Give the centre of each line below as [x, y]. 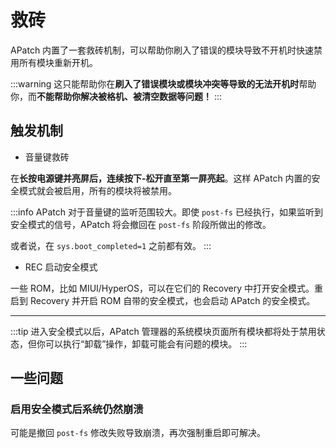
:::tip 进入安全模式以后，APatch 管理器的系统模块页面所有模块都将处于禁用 [163, 331]
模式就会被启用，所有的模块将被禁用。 [97, 190]
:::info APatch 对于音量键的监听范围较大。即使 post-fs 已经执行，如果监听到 [166, 212]
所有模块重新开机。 [58, 62]
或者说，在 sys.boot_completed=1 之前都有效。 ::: [111, 245]
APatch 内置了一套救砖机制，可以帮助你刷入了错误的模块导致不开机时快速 [162, 50]
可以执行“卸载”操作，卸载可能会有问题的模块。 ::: [146, 343]
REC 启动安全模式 [61, 267]
